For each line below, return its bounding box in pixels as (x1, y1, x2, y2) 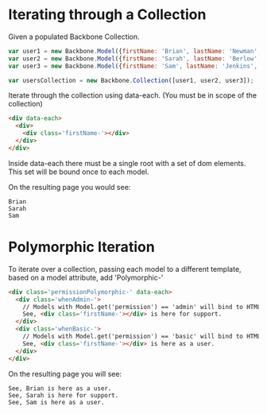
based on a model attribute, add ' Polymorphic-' (8, 273, 164, 282)
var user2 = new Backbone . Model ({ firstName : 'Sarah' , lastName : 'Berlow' (8, 54, 258, 63)
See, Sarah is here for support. (8, 391, 119, 399)
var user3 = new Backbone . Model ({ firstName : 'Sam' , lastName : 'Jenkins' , (8, 62, 258, 70)
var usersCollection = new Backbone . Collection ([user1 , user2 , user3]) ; (8, 76, 254, 84)
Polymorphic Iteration (8, 238, 155, 256)
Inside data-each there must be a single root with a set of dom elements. (8, 158, 246, 168)
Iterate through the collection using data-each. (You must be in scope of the (8, 91, 257, 100)
